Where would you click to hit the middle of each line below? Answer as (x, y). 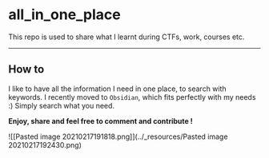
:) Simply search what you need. (61, 105)
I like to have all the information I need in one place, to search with (117, 89)
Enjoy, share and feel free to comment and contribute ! (101, 120)
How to (26, 69)
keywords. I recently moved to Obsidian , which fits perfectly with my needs (132, 97)
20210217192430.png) (45, 144)
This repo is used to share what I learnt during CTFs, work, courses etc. (126, 37)
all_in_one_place (65, 15)
